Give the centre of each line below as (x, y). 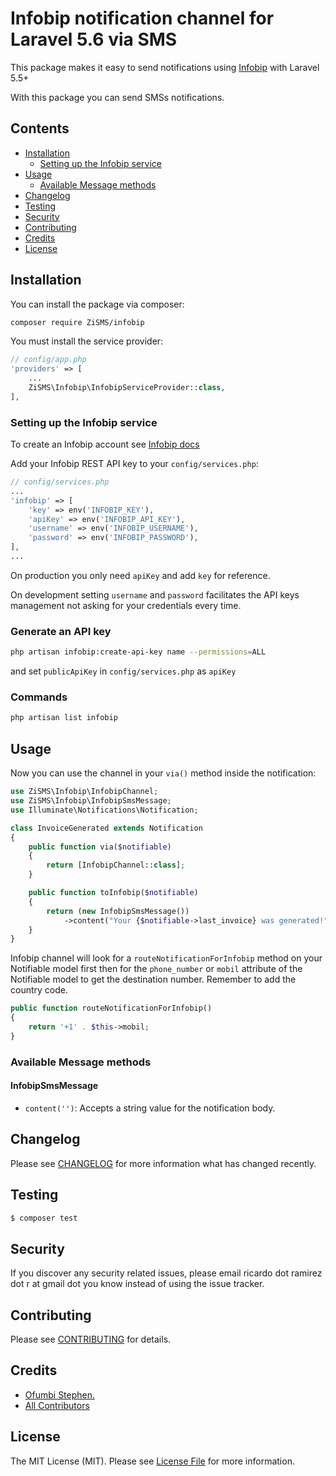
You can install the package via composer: (97, 304)
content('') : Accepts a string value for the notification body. (150, 1108)
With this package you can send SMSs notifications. (117, 97)
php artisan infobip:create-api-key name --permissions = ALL (138, 652)
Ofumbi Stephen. (60, 1394)
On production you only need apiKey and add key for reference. (140, 575)
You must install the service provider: (87, 341)
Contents (40, 128)
